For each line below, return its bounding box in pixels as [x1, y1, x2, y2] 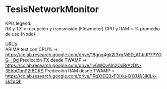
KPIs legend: [5, 20, 32, 26]
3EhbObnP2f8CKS [5, 67, 44, 74]
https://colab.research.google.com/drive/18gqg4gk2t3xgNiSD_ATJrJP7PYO [5, 52, 162, 58]
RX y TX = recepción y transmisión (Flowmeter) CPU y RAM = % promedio [5, 25, 160, 31]
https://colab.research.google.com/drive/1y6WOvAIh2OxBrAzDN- [5, 62, 142, 68]
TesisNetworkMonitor [5, 4, 99, 15]
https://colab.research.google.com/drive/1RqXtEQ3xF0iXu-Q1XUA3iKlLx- [5, 73, 157, 79]
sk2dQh [5, 78, 22, 84]
